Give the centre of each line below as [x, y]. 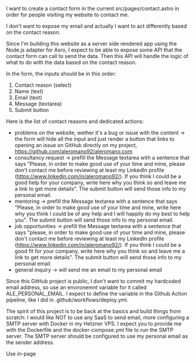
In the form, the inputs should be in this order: [61, 74]
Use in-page [21, 354]
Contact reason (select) [43, 85]
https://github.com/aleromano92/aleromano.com [73, 151]
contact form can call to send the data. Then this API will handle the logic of [97, 56]
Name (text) [29, 91]
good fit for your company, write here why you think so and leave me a [100, 251]
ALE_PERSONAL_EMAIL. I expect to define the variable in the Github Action [97, 294]
